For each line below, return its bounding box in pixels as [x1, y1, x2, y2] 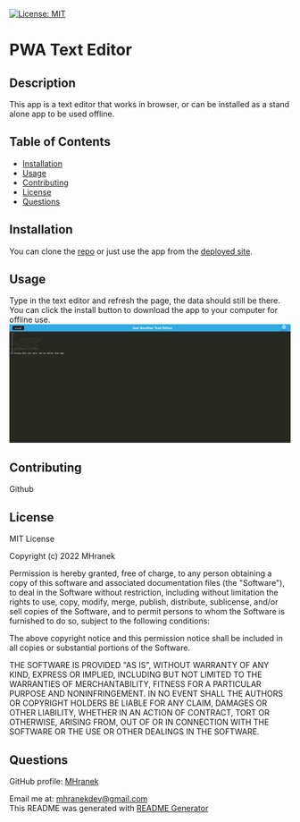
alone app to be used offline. [9, 108, 115, 119]
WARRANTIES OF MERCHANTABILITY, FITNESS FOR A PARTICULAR [9, 679, 262, 690]
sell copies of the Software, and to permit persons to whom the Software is [9, 606, 286, 617]
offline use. [9, 314, 51, 326]
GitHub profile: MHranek [9, 776, 100, 787]
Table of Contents [9, 134, 112, 149]
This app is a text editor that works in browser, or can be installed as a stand [9, 99, 290, 109]
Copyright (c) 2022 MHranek [9, 551, 116, 562]
